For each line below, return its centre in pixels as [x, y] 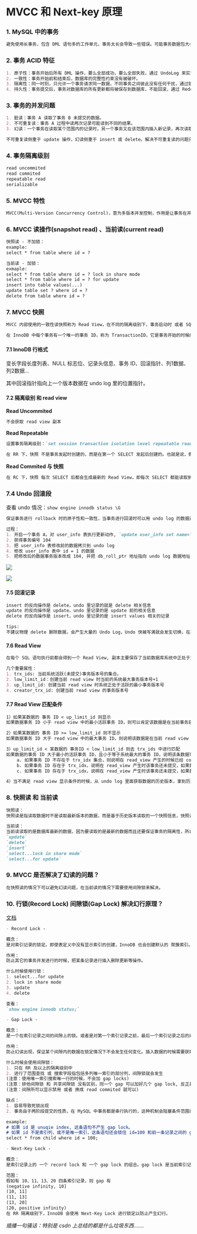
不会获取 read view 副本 [34, 422]
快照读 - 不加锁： [26, 242]
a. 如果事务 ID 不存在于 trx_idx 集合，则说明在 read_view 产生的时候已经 [100, 760]
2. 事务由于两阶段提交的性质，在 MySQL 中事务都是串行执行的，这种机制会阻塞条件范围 [98, 1111]
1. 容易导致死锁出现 [28, 1106]
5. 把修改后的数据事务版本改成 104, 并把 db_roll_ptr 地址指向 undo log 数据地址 [98, 557]
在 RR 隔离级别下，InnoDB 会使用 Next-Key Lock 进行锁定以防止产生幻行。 [88, 1213]
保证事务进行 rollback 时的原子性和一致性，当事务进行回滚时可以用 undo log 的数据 [98, 519]
